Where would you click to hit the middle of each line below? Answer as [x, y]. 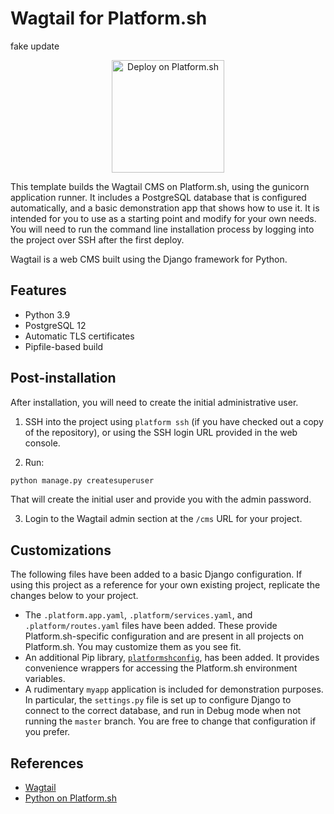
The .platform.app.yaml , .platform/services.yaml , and [138, 615]
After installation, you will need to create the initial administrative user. [154, 402]
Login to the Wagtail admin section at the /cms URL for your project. [163, 519]
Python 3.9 [47, 314]
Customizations [61, 550]
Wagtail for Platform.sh [109, 18]
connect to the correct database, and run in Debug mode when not [163, 711]
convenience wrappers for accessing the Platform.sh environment [161, 668]
